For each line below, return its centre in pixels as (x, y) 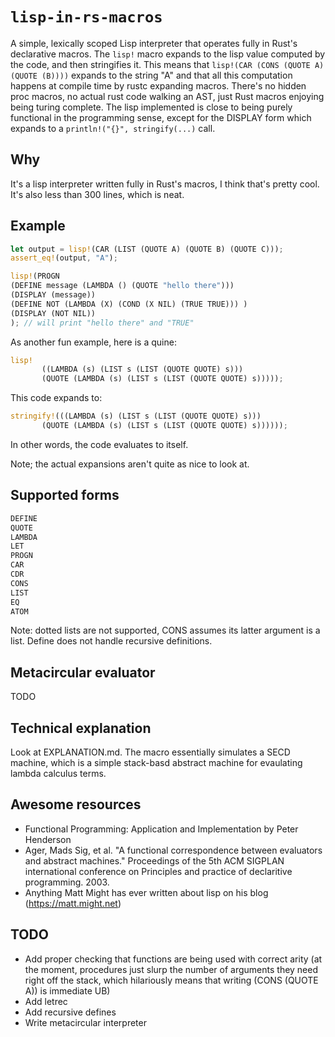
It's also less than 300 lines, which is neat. (97, 194)
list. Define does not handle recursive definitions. (111, 641)
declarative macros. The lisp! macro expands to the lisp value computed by (168, 54)
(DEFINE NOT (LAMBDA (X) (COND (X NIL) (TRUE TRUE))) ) (129, 304)
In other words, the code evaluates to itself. (99, 444)
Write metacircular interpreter (85, 1022)
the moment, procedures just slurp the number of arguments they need (171, 969)
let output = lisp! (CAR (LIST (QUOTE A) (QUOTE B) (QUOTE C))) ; (147, 249)
